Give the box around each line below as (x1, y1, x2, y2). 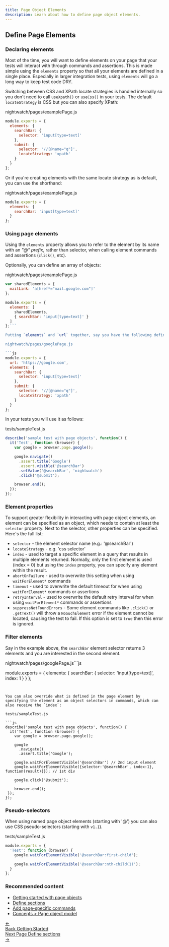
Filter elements (5, 634, 43, 641)
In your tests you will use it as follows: (5, 416, 84, 422)
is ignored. (12, 621, 35, 627)
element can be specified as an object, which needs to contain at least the (5, 520, 159, 526)
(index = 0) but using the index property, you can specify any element (12, 562, 157, 568)
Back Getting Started (5, 925, 49, 931)
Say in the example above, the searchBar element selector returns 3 (5, 645, 145, 651)
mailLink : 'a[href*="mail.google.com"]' (10, 286, 96, 291)
